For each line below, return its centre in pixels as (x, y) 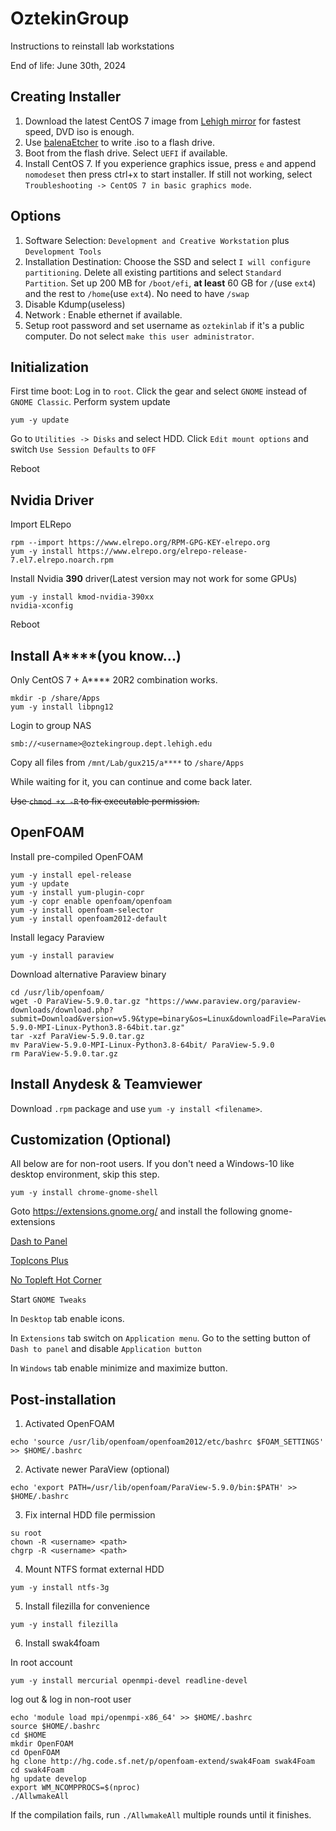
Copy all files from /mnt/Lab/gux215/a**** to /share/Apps (127, 762)
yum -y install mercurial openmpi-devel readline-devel (129, 1681)
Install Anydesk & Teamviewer (106, 1084)
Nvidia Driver (52, 500)
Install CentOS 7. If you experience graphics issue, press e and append (170, 163)
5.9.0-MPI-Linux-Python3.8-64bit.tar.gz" (98, 1027)
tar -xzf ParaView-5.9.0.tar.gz (77, 1036)
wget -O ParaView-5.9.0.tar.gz (75, 1001)
